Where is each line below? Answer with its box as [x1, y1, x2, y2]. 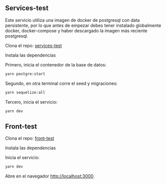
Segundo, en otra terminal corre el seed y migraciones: [5, 80, 118, 86]
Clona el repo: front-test [5, 135, 55, 141]
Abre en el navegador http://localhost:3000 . [5, 173, 95, 179]
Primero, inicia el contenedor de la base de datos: [5, 61, 107, 67]
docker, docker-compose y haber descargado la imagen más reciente [5, 27, 148, 34]
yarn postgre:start [5, 71, 46, 76]
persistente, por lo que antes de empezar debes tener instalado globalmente [5, 22, 162, 28]
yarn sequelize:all [5, 90, 46, 95]
